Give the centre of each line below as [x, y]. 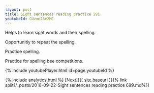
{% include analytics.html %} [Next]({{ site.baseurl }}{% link [66, 80]
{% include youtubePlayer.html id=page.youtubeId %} [60, 70]
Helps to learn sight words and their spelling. [50, 33]
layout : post [18, 10]
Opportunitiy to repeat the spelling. [41, 42]
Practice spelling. [23, 51]
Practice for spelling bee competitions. [44, 61]
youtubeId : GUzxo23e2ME [30, 19]
